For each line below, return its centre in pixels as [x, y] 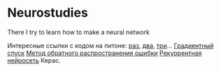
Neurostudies [48, 13]
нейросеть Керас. [34, 60]
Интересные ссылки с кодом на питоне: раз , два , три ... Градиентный [110, 45]
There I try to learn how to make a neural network [79, 32]
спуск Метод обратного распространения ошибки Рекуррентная [105, 53]
